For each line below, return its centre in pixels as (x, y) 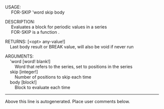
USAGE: (13, 7)
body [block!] (23, 82)
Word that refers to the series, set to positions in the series (73, 66)
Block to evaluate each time (42, 87)
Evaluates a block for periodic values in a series (59, 27)
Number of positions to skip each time (53, 77)
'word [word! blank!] (30, 61)
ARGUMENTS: (20, 56)
